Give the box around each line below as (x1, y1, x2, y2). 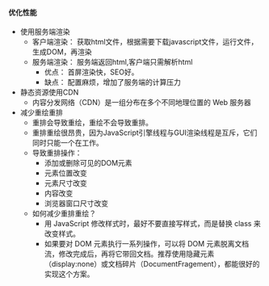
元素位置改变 (44, 168, 87, 178)
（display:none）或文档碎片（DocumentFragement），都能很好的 (44, 259, 260, 269)
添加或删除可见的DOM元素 (44, 158, 132, 168)
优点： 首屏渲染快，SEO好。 (44, 67, 139, 77)
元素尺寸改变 (44, 179, 87, 188)
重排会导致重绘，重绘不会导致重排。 (32, 118, 153, 128)
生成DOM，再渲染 (32, 47, 93, 57)
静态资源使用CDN (19, 87, 79, 97)
